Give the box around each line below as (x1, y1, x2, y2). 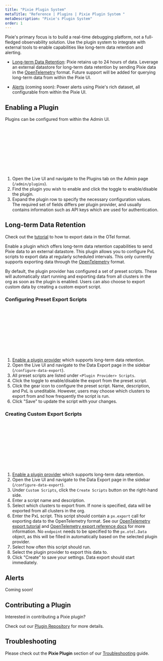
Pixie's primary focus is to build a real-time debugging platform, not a (5, 34, 145, 40)
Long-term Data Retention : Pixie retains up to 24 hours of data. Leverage (12, 59, 159, 65)
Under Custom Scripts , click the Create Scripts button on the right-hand (12, 487, 158, 493)
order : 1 (5, 20, 23, 26)
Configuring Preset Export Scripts (5, 296, 87, 303)
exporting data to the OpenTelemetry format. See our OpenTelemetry (12, 518, 151, 524)
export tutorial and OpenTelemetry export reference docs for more (12, 524, 145, 529)
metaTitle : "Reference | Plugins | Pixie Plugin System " (5, 12, 125, 17)
